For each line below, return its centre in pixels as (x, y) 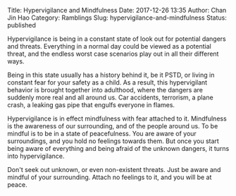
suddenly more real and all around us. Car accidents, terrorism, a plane (110, 97)
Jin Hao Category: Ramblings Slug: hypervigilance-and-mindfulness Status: (117, 18)
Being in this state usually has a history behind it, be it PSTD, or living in (111, 75)
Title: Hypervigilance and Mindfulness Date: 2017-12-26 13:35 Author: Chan (117, 10)
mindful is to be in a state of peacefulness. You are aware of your (102, 134)
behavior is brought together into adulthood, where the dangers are (105, 90)
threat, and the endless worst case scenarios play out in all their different (113, 54)
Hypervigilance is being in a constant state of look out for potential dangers (117, 39)
